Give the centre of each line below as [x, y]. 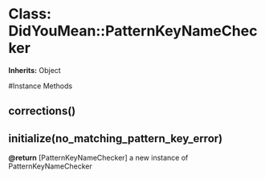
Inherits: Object [35, 70]
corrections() [42, 111]
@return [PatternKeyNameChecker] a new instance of [98, 158]
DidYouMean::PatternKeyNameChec [133, 31]
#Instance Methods [41, 86]
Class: [30, 14]
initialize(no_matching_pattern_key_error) [116, 138]
